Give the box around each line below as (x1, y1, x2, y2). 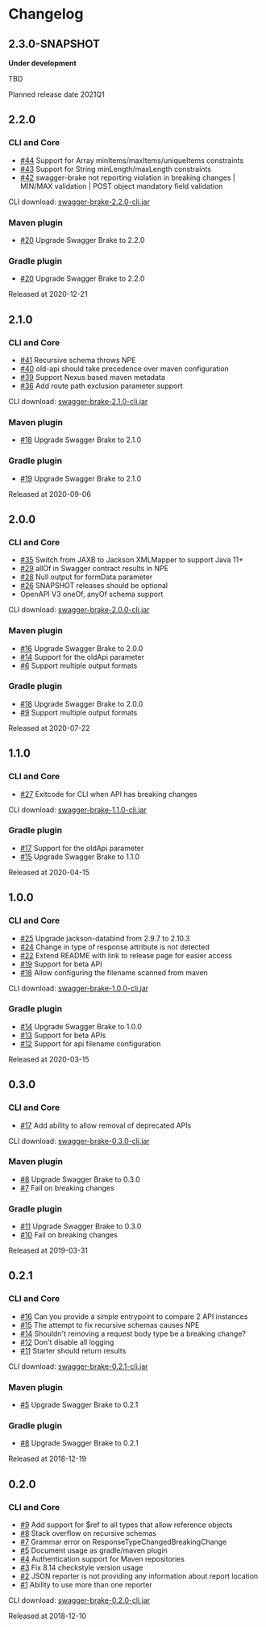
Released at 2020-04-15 (8, 867, 90, 877)
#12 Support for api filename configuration (19, 1038, 161, 1049)
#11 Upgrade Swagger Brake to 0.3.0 (19, 1221, 142, 1231)
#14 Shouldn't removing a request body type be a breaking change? (19, 1329, 247, 1338)
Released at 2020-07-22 (8, 723, 90, 732)
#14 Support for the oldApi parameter (19, 652, 145, 661)
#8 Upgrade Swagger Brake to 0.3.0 (19, 1174, 141, 1184)
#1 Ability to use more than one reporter (19, 1580, 152, 1590)
